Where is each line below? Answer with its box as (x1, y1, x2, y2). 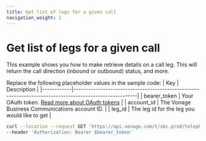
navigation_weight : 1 (6, 15, 62, 21)
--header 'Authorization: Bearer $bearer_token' (6, 129, 133, 136)
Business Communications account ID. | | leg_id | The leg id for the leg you (6, 105, 195, 113)
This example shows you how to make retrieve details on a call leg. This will (6, 61, 197, 68)
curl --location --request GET (6, 123, 86, 130)
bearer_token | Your (143, 92, 194, 99)
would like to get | (6, 112, 51, 119)
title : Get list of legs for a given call (6, 9, 116, 15)
